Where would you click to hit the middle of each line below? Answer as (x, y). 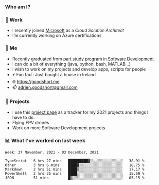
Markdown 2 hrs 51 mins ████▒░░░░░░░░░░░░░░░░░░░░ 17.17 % (75, 169)
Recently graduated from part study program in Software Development (83, 59)
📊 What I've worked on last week (45, 140)
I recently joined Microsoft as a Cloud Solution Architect (68, 31)
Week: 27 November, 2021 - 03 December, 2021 (52, 152)
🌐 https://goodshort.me (36, 82)
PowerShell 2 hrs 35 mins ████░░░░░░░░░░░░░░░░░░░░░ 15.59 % (75, 174)
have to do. (23, 117)
